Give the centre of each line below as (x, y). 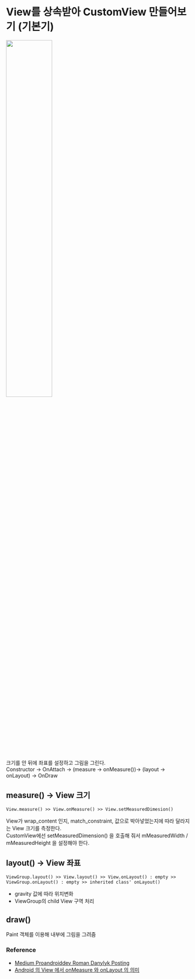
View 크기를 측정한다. (37, 828)
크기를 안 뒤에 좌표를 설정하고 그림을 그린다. (56, 762)
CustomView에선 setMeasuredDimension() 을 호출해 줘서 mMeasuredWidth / (97, 836)
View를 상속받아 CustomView (76, 12)
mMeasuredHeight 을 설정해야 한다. (48, 843)
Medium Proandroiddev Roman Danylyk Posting (72, 963)
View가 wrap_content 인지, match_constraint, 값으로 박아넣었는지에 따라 (90, 821)
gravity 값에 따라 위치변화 (44, 894)
